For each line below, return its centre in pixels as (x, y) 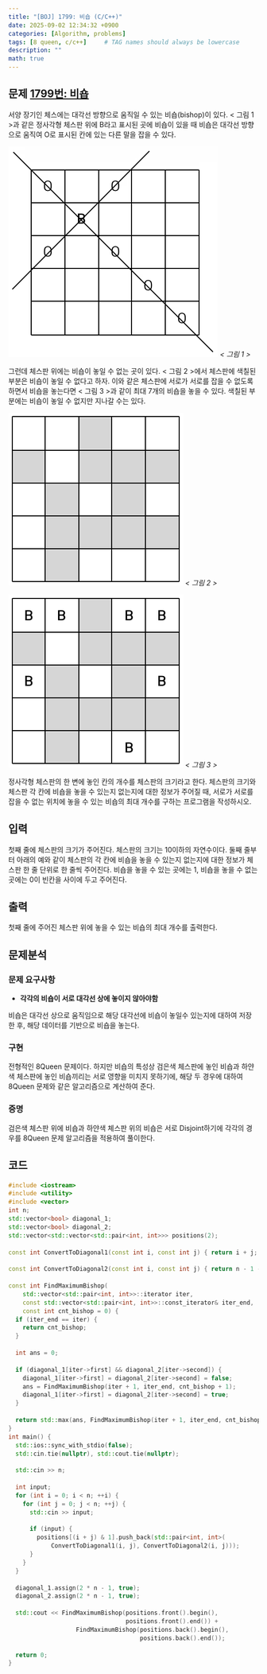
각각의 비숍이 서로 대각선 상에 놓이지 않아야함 (89, 999)
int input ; (33, 1487)
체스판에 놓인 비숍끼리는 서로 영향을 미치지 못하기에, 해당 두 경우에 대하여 (130, 1077)
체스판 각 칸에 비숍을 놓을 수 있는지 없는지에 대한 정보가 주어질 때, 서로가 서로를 (131, 791)
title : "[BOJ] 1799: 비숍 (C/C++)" (66, 17)
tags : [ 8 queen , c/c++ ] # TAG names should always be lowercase (124, 42)
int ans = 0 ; (37, 1353)
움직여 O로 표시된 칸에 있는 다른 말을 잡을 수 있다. (99, 134)
